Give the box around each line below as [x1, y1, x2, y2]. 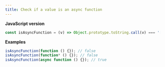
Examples [5, 39, 26, 45]
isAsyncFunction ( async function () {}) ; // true [5, 57, 107, 63]
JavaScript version [5, 21, 45, 26]
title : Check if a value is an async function [5, 7, 102, 12]
